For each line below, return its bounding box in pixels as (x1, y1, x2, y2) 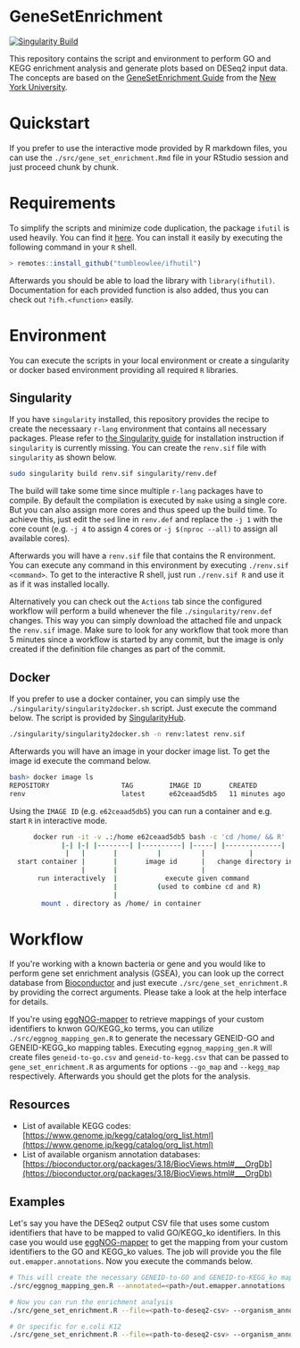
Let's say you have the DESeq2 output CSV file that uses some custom (9, 1218, 270, 1229)
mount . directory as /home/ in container (41, 899, 202, 908)
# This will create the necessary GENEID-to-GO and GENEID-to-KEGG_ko (9, 1273, 278, 1283)
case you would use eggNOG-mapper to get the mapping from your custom (9, 1237, 288, 1248)
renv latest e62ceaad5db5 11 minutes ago (9, 789, 286, 798)
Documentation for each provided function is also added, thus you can (9, 284, 270, 295)
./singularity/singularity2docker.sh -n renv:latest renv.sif (9, 730, 246, 739)
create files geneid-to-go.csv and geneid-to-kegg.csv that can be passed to (9, 1052, 289, 1063)
